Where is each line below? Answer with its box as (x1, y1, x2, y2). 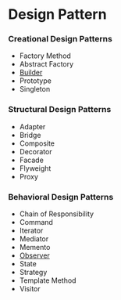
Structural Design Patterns (8, 104, 112, 115)
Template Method (19, 276, 77, 285)
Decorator (19, 146, 52, 156)
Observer (19, 251, 51, 260)
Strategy (19, 268, 48, 277)
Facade (19, 155, 44, 164)
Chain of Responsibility (19, 209, 94, 219)
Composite (19, 139, 55, 148)
